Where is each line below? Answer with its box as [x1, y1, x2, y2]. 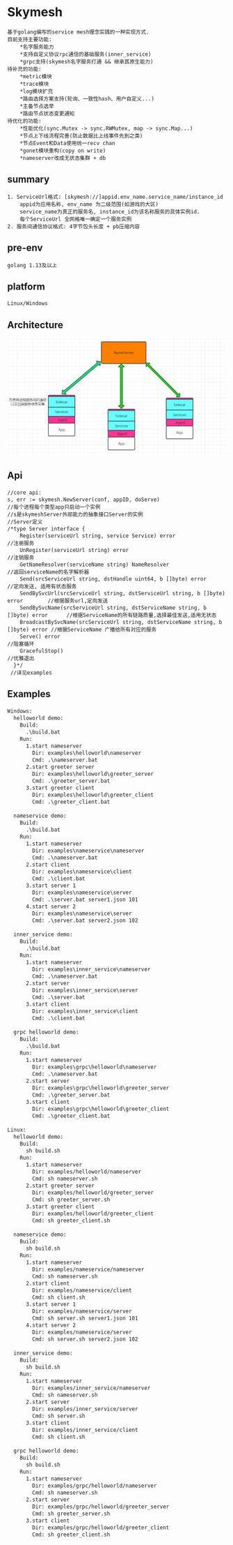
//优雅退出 [7, 655, 35, 662]
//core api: [7, 489, 42, 496]
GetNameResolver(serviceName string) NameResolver [19, 561, 170, 568]
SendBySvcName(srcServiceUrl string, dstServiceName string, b [19, 604, 207, 611]
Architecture [7, 319, 64, 331]
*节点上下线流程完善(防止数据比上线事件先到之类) [19, 132, 143, 140]
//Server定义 [7, 518, 43, 525]
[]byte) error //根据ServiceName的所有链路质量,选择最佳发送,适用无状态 [7, 611, 217, 618]
